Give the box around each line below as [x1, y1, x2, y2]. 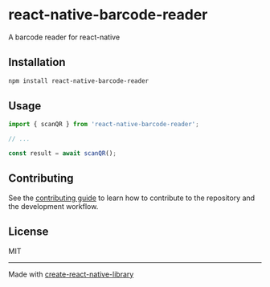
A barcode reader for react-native [8, 32, 121, 42]
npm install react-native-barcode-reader [8, 76, 149, 85]
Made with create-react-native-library [8, 269, 134, 279]
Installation [8, 55, 66, 69]
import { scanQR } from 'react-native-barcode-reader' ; [8, 121, 199, 129]
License [8, 225, 49, 239]
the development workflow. [8, 201, 99, 211]
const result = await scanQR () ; [8, 150, 117, 158]
